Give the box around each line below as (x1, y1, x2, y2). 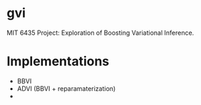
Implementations (6, 53, 110, 70)
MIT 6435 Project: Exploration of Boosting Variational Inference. (6, 28, 195, 37)
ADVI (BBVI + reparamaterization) (16, 84, 116, 93)
